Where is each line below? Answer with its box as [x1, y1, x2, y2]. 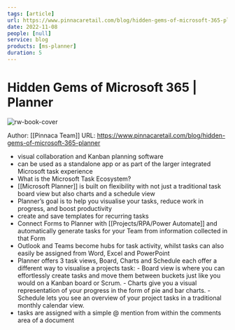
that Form [17, 234, 45, 242]
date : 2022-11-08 [7, 23, 58, 30]
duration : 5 [7, 50, 42, 57]
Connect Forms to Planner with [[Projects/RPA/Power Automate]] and [17, 219, 218, 228]
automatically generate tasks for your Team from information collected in [17, 226, 228, 235]
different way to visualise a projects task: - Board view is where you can [17, 263, 225, 272]
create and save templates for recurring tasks [17, 212, 149, 220]
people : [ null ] [7, 29, 52, 37]
